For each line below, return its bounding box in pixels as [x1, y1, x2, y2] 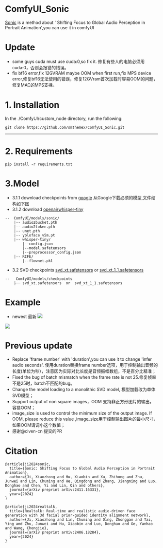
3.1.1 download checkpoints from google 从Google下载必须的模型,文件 [12, 195, 152, 200]
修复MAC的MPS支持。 [12, 82, 57, 88]
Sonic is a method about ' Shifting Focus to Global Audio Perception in [5, 20, 146, 25]
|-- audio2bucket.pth [14, 220, 57, 225]
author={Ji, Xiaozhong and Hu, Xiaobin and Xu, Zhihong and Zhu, [9, 474, 145, 479]
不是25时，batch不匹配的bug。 [12, 380, 75, 386]
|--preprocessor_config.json [22, 250, 81, 254]
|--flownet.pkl [22, 258, 53, 263]
